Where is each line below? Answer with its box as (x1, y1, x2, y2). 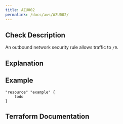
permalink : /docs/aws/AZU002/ (5, 12, 69, 17)
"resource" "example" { (5, 90, 56, 95)
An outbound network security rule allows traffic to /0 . (5, 44, 118, 51)
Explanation (5, 59, 44, 67)
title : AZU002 (5, 7, 35, 13)
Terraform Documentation (5, 112, 90, 120)
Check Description (5, 31, 66, 39)
